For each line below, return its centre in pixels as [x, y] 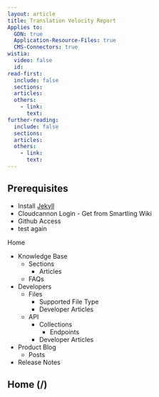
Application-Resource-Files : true [65, 41]
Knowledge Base [42, 256]
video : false [33, 61]
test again [32, 228]
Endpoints [65, 331]
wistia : [19, 54]
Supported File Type [69, 301]
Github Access [39, 221]
